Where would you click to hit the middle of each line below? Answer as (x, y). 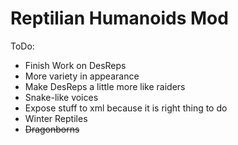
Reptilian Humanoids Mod (119, 18)
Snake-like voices (61, 97)
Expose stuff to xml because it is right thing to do (126, 108)
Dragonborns (52, 129)
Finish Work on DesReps (75, 65)
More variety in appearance (82, 76)
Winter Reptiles (56, 118)
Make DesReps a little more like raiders (105, 86)
